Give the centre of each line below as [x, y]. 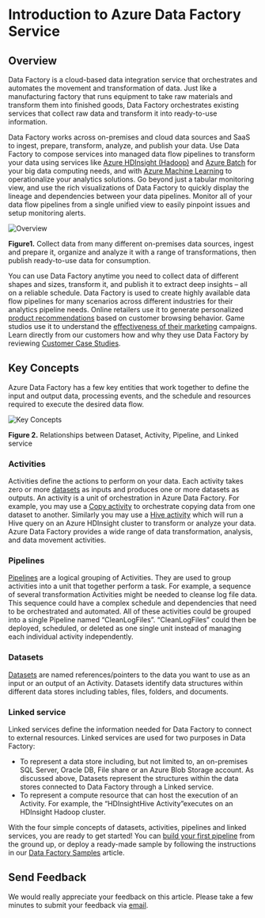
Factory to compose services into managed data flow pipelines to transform [132, 154]
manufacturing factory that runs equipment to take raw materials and [121, 96]
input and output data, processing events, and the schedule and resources [130, 396]
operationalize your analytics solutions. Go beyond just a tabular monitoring [131, 179]
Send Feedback [47, 878]
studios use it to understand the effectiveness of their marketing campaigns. [132, 326]
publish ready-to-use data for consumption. [79, 260]
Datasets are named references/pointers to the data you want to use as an [129, 675]
